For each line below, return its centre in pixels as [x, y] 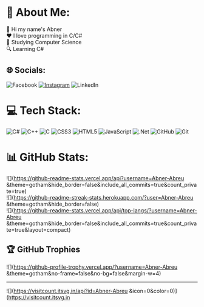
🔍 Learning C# [25, 49]
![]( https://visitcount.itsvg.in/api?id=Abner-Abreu [67, 291]
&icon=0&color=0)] [153, 291]
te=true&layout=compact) [39, 229]
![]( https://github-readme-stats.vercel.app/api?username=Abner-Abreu [95, 178]
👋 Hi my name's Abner [34, 29]
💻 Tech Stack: [44, 110]
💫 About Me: [38, 12]
